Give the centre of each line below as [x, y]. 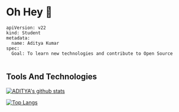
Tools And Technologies [52, 77]
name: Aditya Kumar [35, 43]
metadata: [18, 38]
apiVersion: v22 [26, 28]
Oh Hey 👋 [29, 12]
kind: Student [24, 33]
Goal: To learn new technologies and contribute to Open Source [92, 53]
